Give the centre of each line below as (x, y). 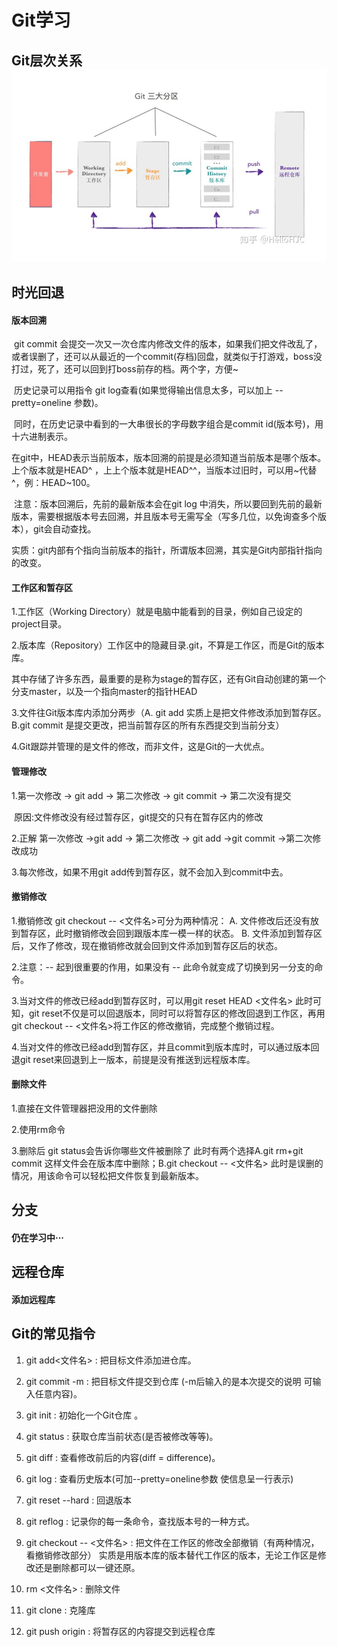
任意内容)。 (58, 1393)
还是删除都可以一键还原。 (87, 1567)
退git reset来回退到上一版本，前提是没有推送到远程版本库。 (133, 1059)
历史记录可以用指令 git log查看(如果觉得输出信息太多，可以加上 (143, 390)
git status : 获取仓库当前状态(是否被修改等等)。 (122, 1436)
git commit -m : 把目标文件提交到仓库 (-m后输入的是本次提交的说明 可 (169, 1381)
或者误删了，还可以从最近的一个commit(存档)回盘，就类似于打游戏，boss (162, 357)
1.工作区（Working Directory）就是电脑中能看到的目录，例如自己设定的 (157, 612)
